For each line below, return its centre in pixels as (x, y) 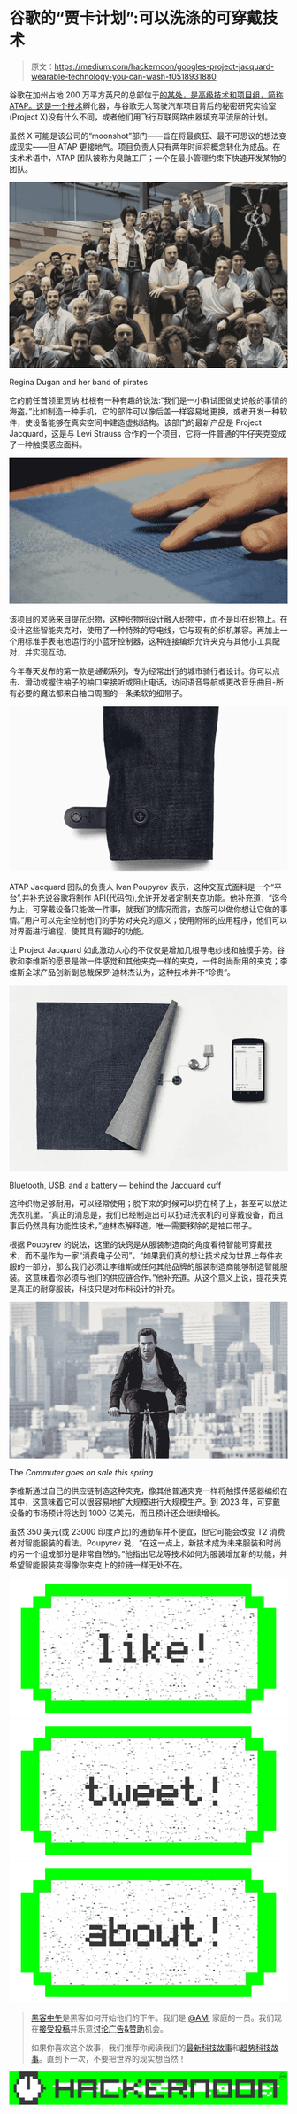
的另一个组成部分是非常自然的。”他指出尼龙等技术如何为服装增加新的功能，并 (148, 1554)
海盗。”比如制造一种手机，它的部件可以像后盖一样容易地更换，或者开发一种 (145, 411)
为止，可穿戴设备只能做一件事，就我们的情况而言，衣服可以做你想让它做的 (145, 910)
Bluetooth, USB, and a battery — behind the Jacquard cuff (115, 1185)
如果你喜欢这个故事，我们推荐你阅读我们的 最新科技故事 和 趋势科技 (151, 2048)
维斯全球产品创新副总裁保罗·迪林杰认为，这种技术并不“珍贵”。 (122, 972)
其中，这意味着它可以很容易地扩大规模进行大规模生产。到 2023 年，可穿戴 (145, 1502)
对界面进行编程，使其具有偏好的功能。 (79, 932)
